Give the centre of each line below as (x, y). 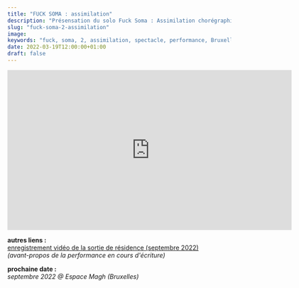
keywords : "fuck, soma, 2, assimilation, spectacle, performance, (108, 41)
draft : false (27, 54)
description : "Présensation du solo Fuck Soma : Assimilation (101, 21)
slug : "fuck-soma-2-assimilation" (59, 27)
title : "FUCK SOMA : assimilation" (60, 14)
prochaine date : (32, 269)
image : (17, 34)
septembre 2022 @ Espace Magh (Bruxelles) (73, 276)
